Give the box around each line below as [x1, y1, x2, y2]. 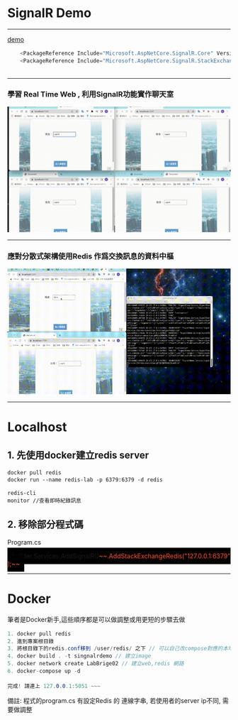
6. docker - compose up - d [7, 667, 81, 675]
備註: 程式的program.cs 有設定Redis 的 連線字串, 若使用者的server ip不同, [7, 696, 221, 704]
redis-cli [7, 490, 37, 497]
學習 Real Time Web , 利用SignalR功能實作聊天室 [7, 89, 174, 99]
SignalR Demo [7, 5, 92, 21]
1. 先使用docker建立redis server [7, 449, 149, 461]
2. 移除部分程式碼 [7, 518, 84, 530]
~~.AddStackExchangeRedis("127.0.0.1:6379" [98, 552, 231, 560]
